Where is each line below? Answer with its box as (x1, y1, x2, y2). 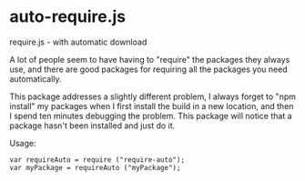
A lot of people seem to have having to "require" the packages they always (9, 54, 290, 65)
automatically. (9, 73, 62, 84)
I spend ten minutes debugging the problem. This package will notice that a (9, 110, 293, 121)
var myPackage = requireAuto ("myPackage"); (9, 163, 181, 172)
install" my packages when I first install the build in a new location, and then (9, 100, 294, 111)
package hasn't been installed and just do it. (9, 120, 176, 131)
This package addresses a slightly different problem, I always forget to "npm (9, 91, 297, 102)
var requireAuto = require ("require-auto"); (9, 155, 185, 165)
